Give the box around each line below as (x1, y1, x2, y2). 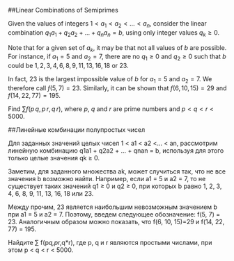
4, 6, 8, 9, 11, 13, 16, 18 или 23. (8, 189, 94, 197)
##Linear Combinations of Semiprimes (8, 6, 119, 14)
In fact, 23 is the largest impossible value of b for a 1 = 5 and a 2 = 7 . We (8, 75, 212, 85)
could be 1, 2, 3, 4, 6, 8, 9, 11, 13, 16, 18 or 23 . (8, 62, 129, 70)
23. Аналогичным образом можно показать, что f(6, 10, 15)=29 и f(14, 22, (8, 217, 225, 226)
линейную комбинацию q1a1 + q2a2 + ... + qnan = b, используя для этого (8, 146, 224, 155)
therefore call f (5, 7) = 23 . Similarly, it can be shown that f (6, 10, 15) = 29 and (8, 83, 227, 92)
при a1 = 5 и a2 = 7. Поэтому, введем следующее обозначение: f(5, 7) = (8, 210, 221, 218)
